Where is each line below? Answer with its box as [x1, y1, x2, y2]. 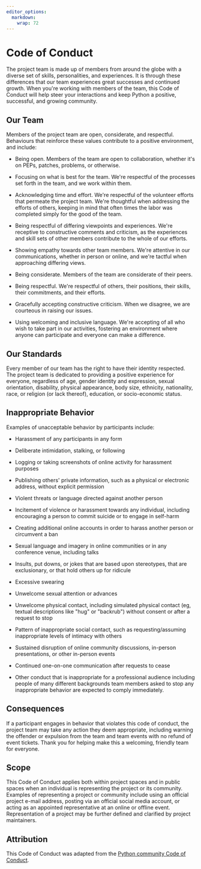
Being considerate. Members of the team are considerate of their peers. [14, 271, 193, 278]
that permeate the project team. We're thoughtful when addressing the [14, 198, 190, 205]
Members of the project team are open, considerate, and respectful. [6, 131, 175, 138]
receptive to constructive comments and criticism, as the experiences [14, 229, 188, 236]
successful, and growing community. [6, 97, 98, 105]
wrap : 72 [17, 20, 39, 26]
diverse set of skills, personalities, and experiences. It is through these [6, 72, 181, 79]
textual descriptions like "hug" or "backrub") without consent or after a [14, 608, 190, 615]
